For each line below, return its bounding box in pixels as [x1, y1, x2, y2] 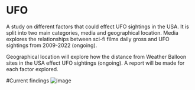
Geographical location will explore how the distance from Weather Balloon [6, 53, 187, 60]
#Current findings [6, 77, 49, 84]
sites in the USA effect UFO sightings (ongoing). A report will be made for [6, 59, 185, 66]
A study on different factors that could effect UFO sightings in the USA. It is [6, 23, 189, 30]
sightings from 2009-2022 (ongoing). [6, 42, 97, 49]
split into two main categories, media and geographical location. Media [6, 29, 178, 36]
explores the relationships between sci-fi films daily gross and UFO [6, 35, 170, 42]
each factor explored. [6, 65, 58, 72]
